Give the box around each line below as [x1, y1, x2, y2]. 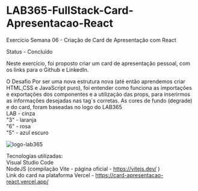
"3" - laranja [6, 116, 37, 124]
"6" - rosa [6, 122, 31, 130]
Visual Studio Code [6, 158, 54, 166]
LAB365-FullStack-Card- [6, 4, 134, 17]
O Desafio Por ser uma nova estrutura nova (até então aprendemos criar [6, 78, 185, 85]
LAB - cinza [6, 110, 36, 117]
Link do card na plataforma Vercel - [6, 171, 94, 178]
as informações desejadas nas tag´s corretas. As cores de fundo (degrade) [6, 97, 193, 104]
